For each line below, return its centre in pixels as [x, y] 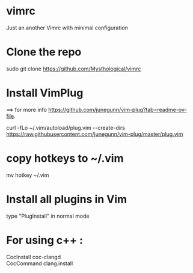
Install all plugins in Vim [67, 199]
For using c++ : [44, 240]
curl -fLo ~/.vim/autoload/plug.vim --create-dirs [66, 127]
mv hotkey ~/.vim [28, 175]
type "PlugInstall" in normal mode [48, 216]
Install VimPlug [45, 93]
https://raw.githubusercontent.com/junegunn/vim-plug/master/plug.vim [95, 134]
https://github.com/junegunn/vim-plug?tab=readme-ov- [117, 109]
